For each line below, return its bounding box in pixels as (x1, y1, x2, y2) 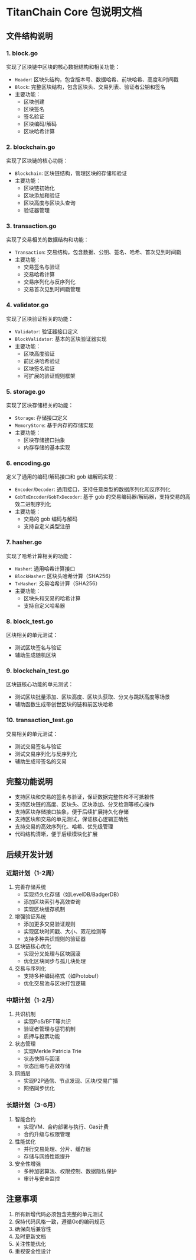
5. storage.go (6, 387, 45, 395)
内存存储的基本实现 (23, 444, 71, 451)
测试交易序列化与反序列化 (14, 750, 77, 757)
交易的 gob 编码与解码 (23, 515, 78, 522)
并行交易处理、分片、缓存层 (23, 1145, 92, 1152)
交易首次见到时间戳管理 (23, 286, 81, 293)
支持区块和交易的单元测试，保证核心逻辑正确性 (14, 816, 129, 823)
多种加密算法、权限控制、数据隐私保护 (23, 1168, 117, 1175)
